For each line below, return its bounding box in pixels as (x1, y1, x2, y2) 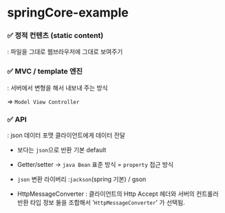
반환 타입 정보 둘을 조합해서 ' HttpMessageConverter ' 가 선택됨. (17, 199, 186, 207)
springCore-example (7, 5, 129, 21)
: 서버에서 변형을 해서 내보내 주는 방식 (7, 83, 108, 92)
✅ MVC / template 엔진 (7, 67, 83, 77)
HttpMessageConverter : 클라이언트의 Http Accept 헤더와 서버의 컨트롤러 (17, 190, 219, 198)
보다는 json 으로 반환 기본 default (17, 146, 107, 154)
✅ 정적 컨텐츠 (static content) (7, 31, 104, 41)
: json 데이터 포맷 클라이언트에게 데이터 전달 (7, 131, 126, 139)
